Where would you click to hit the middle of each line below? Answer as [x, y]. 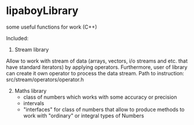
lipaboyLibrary [42, 11]
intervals [34, 103]
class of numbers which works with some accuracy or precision [100, 97]
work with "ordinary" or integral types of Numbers [84, 116]
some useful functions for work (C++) [52, 27]
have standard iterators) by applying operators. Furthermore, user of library [97, 67]
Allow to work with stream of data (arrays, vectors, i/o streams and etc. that [97, 61]
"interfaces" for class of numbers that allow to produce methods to [104, 109]
